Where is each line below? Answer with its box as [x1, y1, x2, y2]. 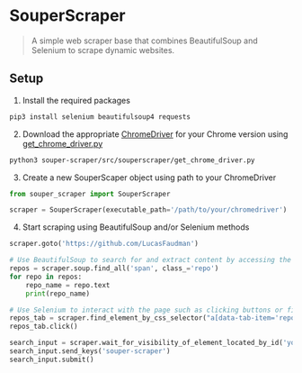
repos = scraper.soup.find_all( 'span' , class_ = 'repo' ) [9, 264, 219, 273]
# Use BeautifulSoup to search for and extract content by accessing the [9, 256, 292, 265]
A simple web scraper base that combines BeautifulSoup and [31, 35, 258, 46]
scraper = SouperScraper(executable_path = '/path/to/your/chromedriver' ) [9, 205, 288, 214]
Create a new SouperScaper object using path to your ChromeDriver [22, 172, 277, 183]
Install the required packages [22, 95, 130, 105]
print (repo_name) [25, 289, 91, 298]
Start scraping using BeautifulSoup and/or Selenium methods [22, 222, 250, 232]
